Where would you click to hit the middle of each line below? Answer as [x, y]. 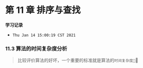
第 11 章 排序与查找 [43, 10]
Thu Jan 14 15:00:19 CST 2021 [44, 35]
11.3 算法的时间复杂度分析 [36, 49]
